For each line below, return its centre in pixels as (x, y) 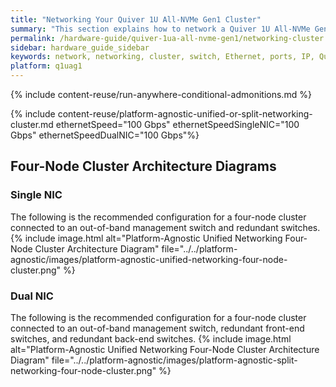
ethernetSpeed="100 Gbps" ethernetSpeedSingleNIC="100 (177, 124)
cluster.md (32, 124)
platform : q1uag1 (46, 66)
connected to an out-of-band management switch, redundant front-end (157, 328)
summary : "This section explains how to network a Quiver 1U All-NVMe (160, 29)
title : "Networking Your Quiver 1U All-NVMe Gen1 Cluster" (136, 19)
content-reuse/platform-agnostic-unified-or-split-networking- (185, 114)
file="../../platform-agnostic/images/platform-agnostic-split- (174, 360)
